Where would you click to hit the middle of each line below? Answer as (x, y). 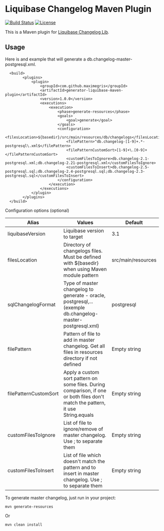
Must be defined (82, 257)
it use (70, 408)
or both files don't (84, 396)
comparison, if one (85, 390)
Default (134, 222)
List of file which (82, 455)
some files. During (84, 384)
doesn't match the (84, 461)
